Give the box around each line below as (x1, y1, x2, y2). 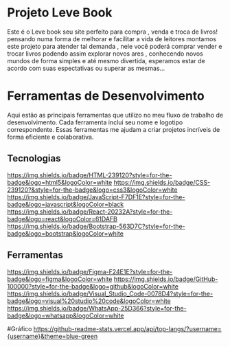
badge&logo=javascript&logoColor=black (7, 200, 124, 208)
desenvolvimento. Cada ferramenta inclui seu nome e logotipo (7, 118, 183, 126)
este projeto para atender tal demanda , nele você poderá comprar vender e (7, 42, 222, 50)
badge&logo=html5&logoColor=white (7, 178, 113, 186)
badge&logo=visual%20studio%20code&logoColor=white (7, 297, 171, 305)
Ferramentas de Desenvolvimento (7, 88, 205, 104)
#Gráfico (7, 324, 32, 333)
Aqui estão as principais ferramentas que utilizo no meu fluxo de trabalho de (7, 111, 224, 119)
